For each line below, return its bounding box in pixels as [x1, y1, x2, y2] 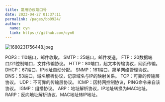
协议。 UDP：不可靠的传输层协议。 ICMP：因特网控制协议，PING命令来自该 [5, 79, 161, 85]
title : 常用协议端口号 [5, 7, 47, 12]
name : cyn [9, 26, 30, 31]
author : [5, 21, 21, 26]
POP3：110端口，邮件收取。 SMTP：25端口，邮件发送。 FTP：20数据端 [5, 54, 153, 60]
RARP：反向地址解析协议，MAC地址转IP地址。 [5, 92, 100, 98]
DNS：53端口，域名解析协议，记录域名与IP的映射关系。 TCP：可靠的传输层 [5, 73, 160, 79]
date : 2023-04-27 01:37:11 [5, 12, 61, 17]
